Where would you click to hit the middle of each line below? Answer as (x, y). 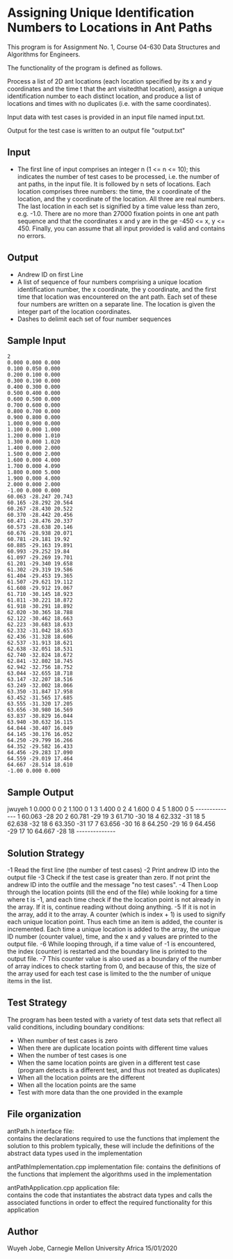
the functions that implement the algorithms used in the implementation (110, 1174)
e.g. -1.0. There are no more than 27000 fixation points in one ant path (118, 213)
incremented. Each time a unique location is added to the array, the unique (114, 929)
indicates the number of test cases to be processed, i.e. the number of (118, 176)
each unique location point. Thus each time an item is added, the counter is (115, 922)
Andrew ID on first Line (50, 274)
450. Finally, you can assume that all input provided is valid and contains (121, 228)
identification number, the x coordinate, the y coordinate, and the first (117, 289)
